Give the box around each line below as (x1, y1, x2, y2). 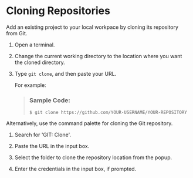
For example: (14, 81, 46, 89)
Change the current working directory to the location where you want (14, 52, 182, 59)
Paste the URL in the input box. (14, 143, 90, 150)
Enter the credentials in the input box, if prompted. (14, 166, 137, 173)
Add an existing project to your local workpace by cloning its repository (6, 23, 179, 31)
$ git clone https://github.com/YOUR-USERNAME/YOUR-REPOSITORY (29, 110, 188, 116)
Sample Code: (29, 96, 70, 104)
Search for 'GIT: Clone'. (14, 131, 72, 139)
